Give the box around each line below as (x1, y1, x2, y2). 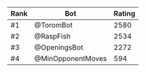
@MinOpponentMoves (34, 54, 107, 63)
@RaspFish (34, 32, 71, 40)
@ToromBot (34, 21, 73, 29)
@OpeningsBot (34, 43, 84, 52)
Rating (113, 9, 136, 18)
